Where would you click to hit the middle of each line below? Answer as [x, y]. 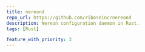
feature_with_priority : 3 [39, 40]
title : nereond [25, 12]
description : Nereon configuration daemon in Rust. [73, 23]
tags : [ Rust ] [23, 29]
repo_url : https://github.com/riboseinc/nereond [69, 18]
